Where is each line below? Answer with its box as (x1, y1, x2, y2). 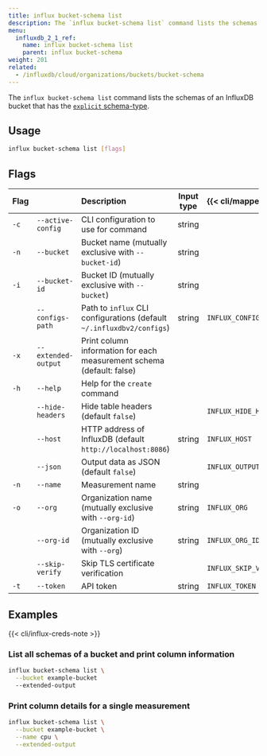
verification (80, 568, 124, 579)
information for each (80, 345, 157, 356)
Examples (8, 607, 58, 621)
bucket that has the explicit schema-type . (8, 101, 149, 110)
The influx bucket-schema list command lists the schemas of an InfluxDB (8, 92, 254, 102)
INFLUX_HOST (206, 435, 252, 444)
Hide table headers (80, 401, 153, 412)
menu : (8, 26, 26, 34)
